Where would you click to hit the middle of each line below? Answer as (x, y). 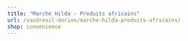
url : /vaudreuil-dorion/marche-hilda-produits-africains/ (94, 20)
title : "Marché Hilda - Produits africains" (74, 14)
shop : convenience (34, 26)
